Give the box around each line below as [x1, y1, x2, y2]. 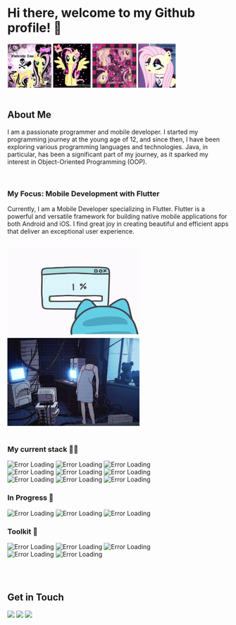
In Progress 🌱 [7, 493, 54, 503]
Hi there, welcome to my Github [7, 5, 196, 21]
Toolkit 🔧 [7, 526, 38, 536]
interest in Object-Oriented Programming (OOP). [7, 157, 148, 166]
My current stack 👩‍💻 [7, 444, 79, 454]
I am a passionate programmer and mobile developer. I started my [7, 127, 199, 136]
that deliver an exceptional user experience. [7, 227, 135, 236]
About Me [7, 109, 51, 121]
